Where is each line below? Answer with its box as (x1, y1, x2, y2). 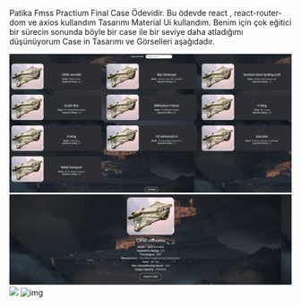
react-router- (234, 8, 282, 18)
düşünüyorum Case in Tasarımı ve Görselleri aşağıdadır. (9, 36, 215, 47)
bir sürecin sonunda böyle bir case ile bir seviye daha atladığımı (9, 27, 244, 37)
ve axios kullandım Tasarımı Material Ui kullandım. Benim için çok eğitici (28, 17, 292, 28)
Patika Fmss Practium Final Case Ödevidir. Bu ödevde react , (9, 8, 233, 18)
